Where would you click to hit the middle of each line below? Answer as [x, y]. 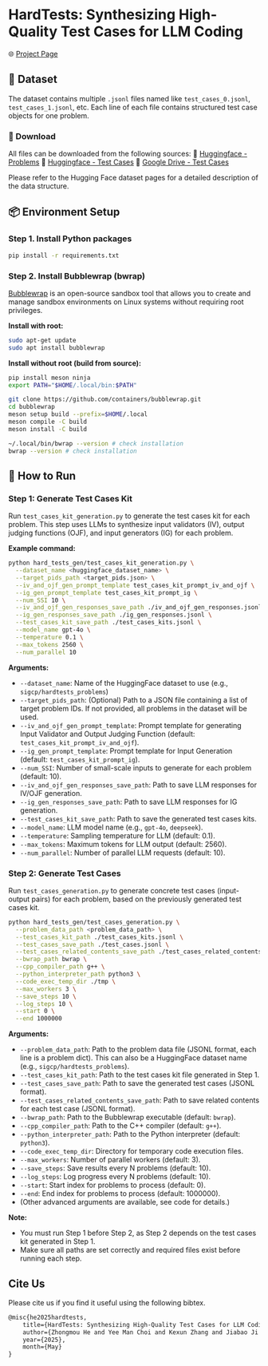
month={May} [42, 1347]
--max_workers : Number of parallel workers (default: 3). [110, 1160]
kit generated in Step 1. [57, 1241]
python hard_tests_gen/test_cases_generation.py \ [94, 922]
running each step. [51, 1258]
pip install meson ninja [49, 378]
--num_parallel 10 [46, 652]
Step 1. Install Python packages [70, 239]
